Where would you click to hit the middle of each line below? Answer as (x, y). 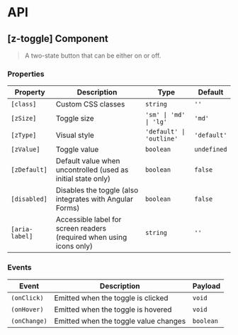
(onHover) (27, 309)
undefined (211, 149)
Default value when (88, 161)
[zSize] (24, 119)
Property (30, 92)
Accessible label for (89, 219)
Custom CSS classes (90, 104)
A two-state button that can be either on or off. (93, 55)
